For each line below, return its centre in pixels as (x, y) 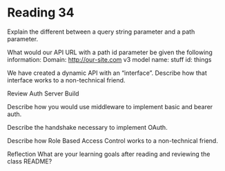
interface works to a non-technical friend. (66, 80)
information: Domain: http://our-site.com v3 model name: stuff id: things (109, 59)
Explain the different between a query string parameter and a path (101, 32)
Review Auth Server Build (43, 93)
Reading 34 (41, 13)
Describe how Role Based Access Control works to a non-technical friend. (113, 140)
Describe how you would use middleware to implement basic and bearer (110, 106)
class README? (30, 161)
